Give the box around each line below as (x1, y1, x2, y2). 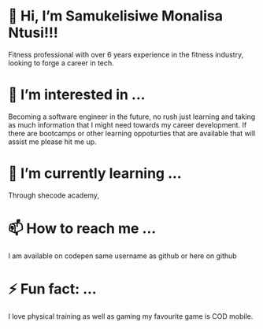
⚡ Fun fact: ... (8, 279, 97, 298)
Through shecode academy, (8, 190, 100, 200)
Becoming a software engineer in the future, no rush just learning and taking (8, 112, 256, 121)
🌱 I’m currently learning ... (8, 164, 183, 183)
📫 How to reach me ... (8, 220, 157, 237)
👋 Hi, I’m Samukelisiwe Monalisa (8, 7, 223, 25)
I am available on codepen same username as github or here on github (8, 251, 238, 261)
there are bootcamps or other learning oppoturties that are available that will (8, 128, 256, 138)
